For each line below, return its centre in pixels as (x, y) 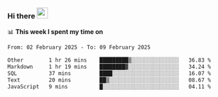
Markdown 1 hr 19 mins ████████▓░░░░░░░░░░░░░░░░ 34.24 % (109, 67)
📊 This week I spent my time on (55, 32)
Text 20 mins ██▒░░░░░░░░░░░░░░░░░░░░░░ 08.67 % (109, 80)
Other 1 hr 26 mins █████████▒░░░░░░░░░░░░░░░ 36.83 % (109, 60)
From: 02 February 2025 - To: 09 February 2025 (79, 47)
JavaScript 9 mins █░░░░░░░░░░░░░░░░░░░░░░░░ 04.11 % (109, 86)
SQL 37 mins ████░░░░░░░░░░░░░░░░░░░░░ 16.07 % (109, 73)
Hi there (21, 16)
